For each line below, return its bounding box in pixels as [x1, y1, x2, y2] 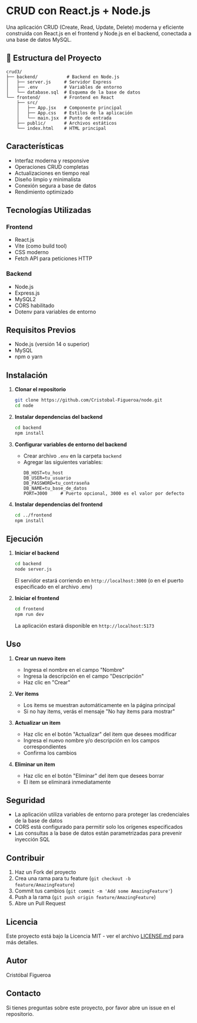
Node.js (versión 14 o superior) [14, 341, 90, 348]
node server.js [14, 567, 52, 572]
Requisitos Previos [6, 325, 76, 335]
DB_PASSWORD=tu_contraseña [23, 480, 90, 486]
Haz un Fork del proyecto [14, 869, 76, 876]
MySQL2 [14, 295, 36, 302]
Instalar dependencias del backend [14, 413, 103, 420]
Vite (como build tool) [14, 242, 68, 249]
